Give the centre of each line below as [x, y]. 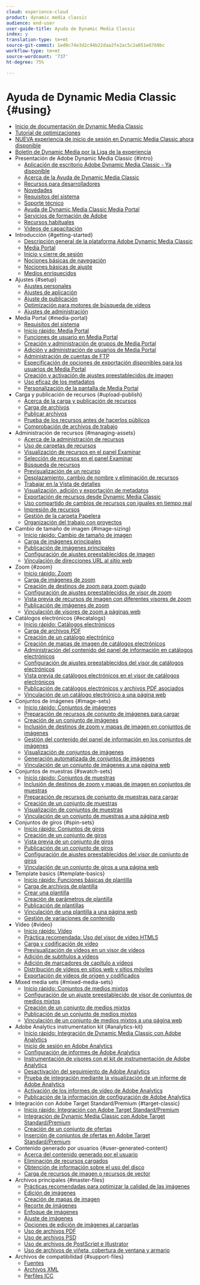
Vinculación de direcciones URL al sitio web [78, 561]
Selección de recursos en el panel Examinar [78, 459]
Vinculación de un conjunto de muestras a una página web [96, 816]
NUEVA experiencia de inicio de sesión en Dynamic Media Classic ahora [104, 139]
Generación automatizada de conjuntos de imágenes [89, 758]
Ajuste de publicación [51, 299]
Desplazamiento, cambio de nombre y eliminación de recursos [101, 478]
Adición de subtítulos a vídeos [61, 957]
